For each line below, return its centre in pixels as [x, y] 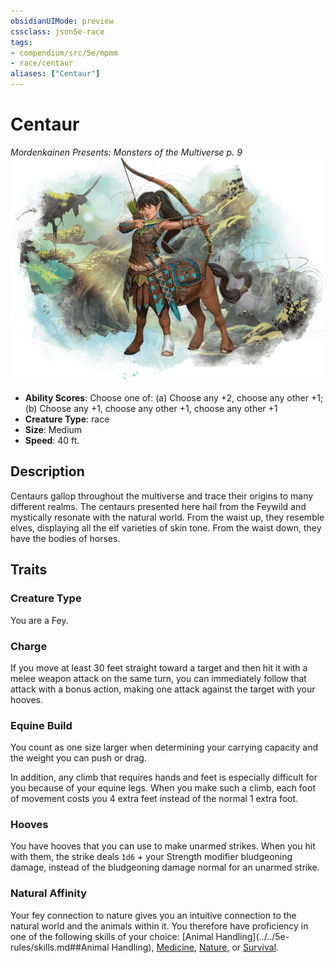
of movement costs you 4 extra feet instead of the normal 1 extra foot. [154, 799]
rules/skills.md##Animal [60, 947]
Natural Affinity [49, 893]
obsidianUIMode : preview [62, 21]
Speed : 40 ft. [52, 441]
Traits [29, 570]
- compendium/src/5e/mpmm [64, 53]
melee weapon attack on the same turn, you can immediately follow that [158, 678]
